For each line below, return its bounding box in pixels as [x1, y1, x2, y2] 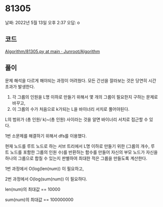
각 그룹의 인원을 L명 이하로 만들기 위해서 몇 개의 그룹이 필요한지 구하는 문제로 [12, 94, 159, 100]
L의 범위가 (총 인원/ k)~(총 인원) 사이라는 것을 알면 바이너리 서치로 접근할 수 [5, 116, 148, 122]
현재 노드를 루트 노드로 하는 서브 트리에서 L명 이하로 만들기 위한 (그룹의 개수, [5, 143, 150, 149]
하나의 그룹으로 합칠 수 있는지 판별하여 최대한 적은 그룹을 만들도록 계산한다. [5, 155, 147, 161]
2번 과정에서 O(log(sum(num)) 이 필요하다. [5, 176, 87, 182]
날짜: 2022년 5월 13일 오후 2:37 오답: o [5, 19, 80, 25]
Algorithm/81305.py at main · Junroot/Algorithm [5, 48, 100, 54]
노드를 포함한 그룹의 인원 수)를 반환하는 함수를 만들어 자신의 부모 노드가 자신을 [10, 149, 158, 155]
